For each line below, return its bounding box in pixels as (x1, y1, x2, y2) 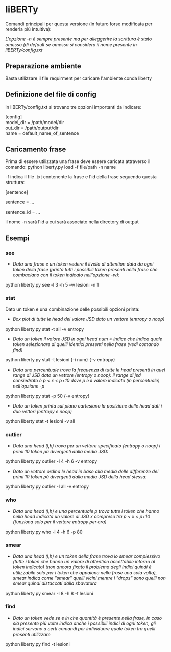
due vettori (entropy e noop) (12, 409, 72, 415)
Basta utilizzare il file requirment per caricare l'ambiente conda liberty (5, 75, 152, 81)
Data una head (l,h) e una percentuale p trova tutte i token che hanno (12, 507, 160, 514)
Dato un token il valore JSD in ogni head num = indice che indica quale (12, 336, 162, 342)
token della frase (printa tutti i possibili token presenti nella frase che (12, 267, 158, 273)
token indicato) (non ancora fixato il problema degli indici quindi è (12, 564, 152, 570)
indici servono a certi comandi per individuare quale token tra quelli (12, 625, 156, 631)
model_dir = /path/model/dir (5, 119, 65, 125)
